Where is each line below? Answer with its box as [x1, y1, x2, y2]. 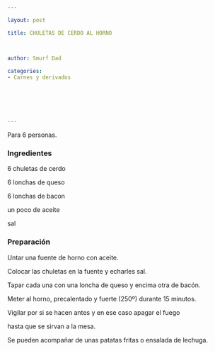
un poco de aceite [7, 206, 60, 214]
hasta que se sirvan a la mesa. [7, 322, 96, 330]
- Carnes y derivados [7, 74, 71, 82]
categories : [7, 67, 42, 74]
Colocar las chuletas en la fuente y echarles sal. [7, 267, 147, 275]
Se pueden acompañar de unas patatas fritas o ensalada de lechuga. [7, 335, 209, 344]
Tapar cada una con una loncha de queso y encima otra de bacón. [7, 281, 201, 289]
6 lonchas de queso [7, 178, 65, 186]
